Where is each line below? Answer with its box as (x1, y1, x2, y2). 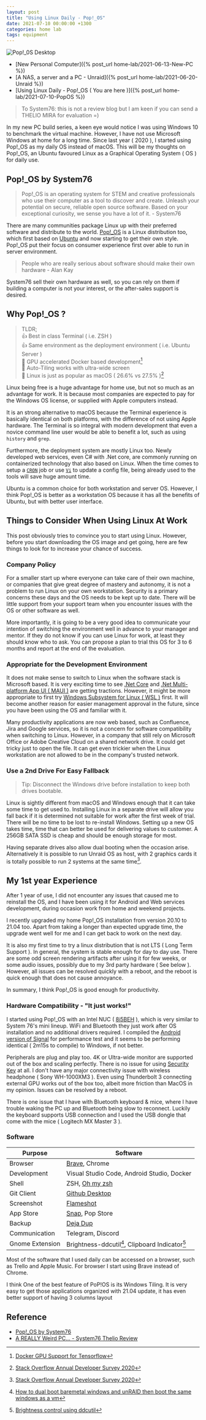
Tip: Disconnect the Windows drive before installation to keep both (21, 781, 190, 788)
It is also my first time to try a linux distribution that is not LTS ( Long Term (6, 942, 193, 949)
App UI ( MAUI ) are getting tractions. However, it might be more (28, 687, 191, 695)
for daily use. (6, 156, 40, 163)
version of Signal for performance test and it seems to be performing (6, 1035, 181, 1042)
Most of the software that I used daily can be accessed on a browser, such (6, 1256, 195, 1263)
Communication (9, 1229, 55, 1238)
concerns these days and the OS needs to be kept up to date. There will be (6, 594, 196, 601)
